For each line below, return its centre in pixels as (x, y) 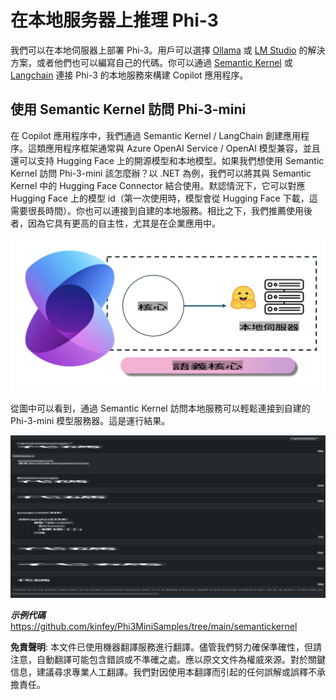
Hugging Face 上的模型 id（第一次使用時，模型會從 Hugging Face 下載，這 (164, 198)
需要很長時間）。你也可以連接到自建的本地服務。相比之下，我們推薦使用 (157, 210)
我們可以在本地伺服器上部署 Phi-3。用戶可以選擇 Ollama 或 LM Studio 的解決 (168, 50)
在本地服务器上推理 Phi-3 (114, 20)
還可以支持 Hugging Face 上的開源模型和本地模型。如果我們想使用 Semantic (167, 160)
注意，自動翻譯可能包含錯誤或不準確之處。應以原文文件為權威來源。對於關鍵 (168, 659)
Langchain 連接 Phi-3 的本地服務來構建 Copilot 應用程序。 (129, 75)
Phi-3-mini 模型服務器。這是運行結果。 (90, 421)
